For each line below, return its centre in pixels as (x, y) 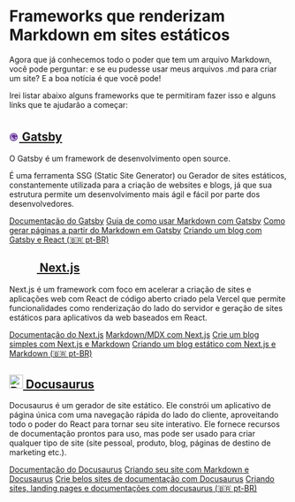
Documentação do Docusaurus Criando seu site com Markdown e (129, 469)
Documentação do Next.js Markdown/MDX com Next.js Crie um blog (134, 334)
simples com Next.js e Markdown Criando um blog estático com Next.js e (143, 344)
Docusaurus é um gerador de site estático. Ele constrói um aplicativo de (140, 406)
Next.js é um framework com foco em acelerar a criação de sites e (130, 289)
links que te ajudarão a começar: (68, 104)
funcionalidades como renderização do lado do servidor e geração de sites (146, 308)
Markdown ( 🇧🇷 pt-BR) (51, 353)
